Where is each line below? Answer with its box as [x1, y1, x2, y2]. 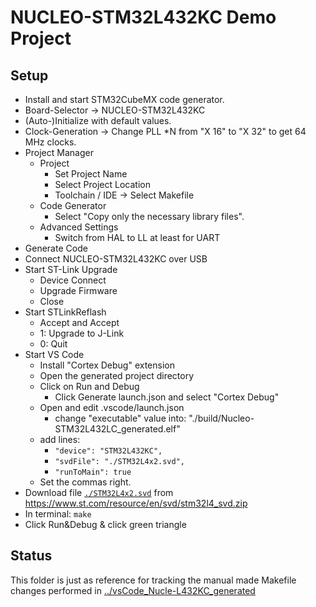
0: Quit [39, 338, 68, 350]
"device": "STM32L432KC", [54, 446, 163, 456]
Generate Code [24, 242, 88, 254]
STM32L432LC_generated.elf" [54, 423, 181, 435]
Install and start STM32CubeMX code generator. [24, 94, 225, 105]
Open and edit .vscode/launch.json [39, 402, 185, 413]
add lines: [39, 434, 81, 445]
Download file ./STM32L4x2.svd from [24, 487, 174, 498]
